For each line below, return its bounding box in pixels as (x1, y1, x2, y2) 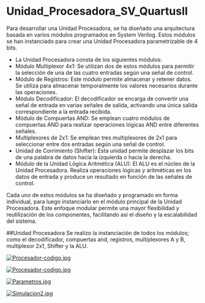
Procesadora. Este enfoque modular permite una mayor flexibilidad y (6, 204, 179, 212)
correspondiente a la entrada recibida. (15, 108, 112, 115)
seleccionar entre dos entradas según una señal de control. (15, 140, 166, 148)
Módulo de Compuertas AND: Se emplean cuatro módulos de (15, 114, 170, 122)
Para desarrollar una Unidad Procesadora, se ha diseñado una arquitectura (6, 24, 195, 32)
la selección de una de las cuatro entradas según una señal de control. (15, 69, 194, 76)
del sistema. (6, 217, 37, 225)
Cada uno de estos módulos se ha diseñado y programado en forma (6, 191, 179, 198)
